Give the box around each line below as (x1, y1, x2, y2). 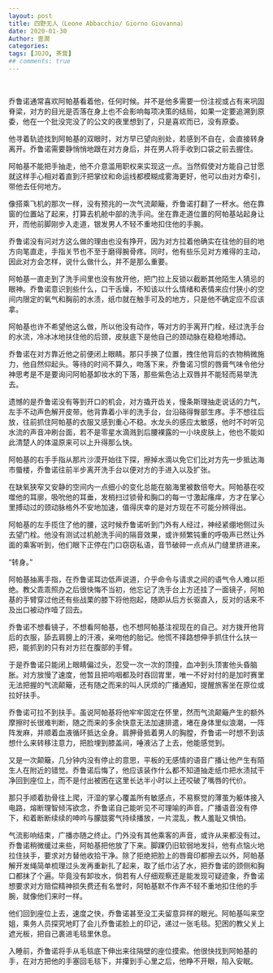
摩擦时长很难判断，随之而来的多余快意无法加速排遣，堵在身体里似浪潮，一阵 (8, 717, 265, 727)
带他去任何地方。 (8, 181, 66, 191)
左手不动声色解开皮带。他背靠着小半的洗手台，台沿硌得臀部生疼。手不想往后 (8, 407, 265, 417)
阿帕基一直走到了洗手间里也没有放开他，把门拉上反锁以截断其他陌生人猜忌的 (8, 274, 265, 283)
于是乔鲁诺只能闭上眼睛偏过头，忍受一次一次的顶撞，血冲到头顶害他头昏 (8, 659, 250, 669)
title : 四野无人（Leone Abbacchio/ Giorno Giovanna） (8, 19, 187, 28)
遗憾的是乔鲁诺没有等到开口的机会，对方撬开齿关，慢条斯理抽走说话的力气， (8, 396, 265, 406)
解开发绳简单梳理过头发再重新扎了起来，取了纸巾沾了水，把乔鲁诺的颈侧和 (8, 860, 258, 870)
